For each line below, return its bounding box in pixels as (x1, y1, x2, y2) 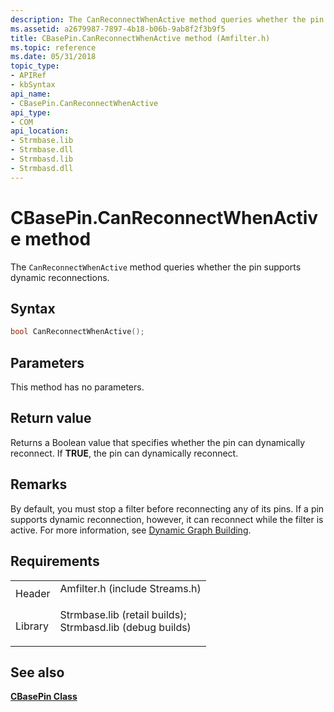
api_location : (10, 126, 70, 136)
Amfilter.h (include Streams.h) (59, 581, 202, 595)
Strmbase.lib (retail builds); (59, 607, 187, 621)
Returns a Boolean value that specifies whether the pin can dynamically (10, 436, 306, 448)
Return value (10, 410, 92, 427)
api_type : (10, 107, 52, 118)
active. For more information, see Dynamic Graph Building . (10, 524, 252, 536)
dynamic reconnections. (10, 271, 110, 283)
